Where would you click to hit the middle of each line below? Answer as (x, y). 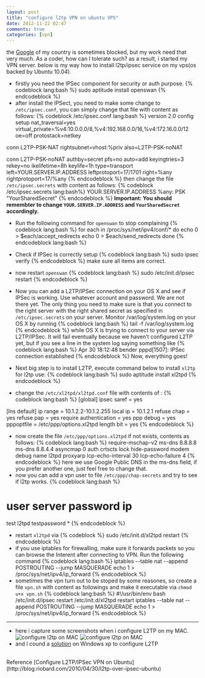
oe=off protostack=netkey (48, 136)
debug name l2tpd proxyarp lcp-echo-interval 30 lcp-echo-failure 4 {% (105, 456)
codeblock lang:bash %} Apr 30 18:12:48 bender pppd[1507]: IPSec (100, 350)
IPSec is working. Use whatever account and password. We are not (100, 298)
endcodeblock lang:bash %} (51, 243)
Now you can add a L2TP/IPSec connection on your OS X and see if (100, 291)
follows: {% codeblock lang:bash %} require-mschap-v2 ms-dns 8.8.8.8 (106, 443)
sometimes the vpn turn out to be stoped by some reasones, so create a (106, 581)
